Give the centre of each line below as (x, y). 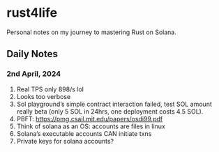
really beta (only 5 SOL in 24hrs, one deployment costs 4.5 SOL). (110, 111)
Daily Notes (32, 54)
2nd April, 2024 (34, 74)
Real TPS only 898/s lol (50, 89)
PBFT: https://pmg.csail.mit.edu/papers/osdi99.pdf (90, 119)
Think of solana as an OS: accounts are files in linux (91, 126)
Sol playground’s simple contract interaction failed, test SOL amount (114, 104)
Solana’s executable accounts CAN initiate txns (84, 133)
